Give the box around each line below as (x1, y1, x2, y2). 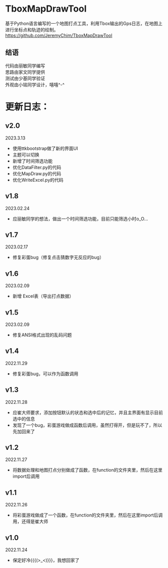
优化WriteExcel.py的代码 (12, 177, 64, 183)
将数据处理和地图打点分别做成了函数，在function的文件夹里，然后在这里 (12, 467, 163, 473)
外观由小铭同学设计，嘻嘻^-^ (5, 81, 65, 87)
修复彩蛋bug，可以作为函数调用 (12, 371, 79, 377)
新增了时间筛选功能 (12, 158, 53, 164)
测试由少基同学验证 (5, 75, 45, 81)
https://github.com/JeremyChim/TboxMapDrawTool (5, 32, 113, 38)
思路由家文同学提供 (5, 69, 45, 75)
